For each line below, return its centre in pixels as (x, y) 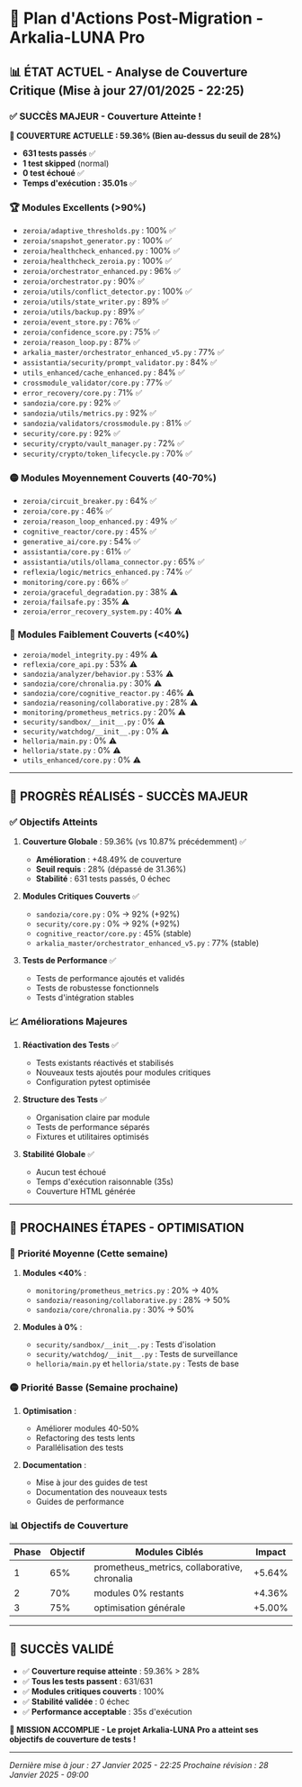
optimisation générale (140, 1608)
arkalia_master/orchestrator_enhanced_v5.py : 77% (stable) (147, 943)
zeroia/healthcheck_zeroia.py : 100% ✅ (97, 261)
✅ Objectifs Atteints (53, 822)
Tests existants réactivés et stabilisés (105, 1062)
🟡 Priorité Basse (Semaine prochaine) (94, 1388)
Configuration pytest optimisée (93, 1081)
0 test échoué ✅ (53, 173)
